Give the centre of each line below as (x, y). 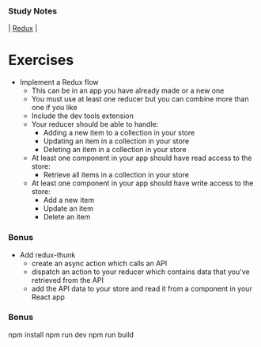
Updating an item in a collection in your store (116, 141)
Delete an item (67, 217)
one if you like (54, 108)
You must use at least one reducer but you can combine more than (140, 99)
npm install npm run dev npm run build (71, 334)
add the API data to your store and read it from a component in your (142, 288)
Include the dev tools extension (83, 116)
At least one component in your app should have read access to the (142, 158)
